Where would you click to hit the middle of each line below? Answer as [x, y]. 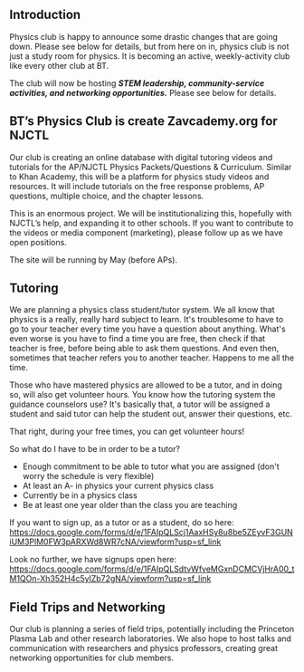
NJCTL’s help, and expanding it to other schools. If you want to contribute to [152, 223]
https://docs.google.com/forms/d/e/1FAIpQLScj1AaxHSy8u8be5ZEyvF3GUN [152, 533]
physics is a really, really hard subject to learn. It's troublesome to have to [147, 320]
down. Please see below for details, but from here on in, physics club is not [149, 46]
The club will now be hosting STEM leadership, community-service [137, 83]
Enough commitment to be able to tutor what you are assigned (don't [151, 466]
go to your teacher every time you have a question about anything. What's [148, 329]
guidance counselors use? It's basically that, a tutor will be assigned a [140, 404]
